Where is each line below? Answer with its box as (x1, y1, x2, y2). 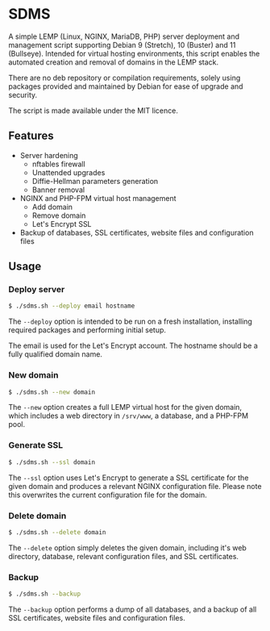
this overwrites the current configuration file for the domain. (8, 490, 207, 499)
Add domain (31, 202, 73, 211)
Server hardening (19, 150, 78, 160)
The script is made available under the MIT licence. (8, 106, 179, 115)
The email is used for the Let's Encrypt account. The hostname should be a (8, 341, 258, 351)
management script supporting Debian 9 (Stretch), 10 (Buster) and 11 (8, 40, 236, 49)
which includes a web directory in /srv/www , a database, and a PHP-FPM (8, 411, 248, 420)
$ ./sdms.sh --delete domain (8, 528, 106, 537)
